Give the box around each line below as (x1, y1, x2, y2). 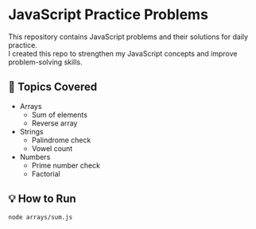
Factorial (31, 169, 61, 178)
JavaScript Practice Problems (8, 6, 209, 24)
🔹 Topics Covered (8, 80, 98, 94)
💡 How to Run (8, 192, 77, 206)
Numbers (19, 152, 51, 161)
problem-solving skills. (8, 57, 83, 67)
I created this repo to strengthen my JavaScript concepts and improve (8, 49, 238, 58)
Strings (19, 126, 44, 136)
